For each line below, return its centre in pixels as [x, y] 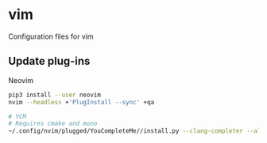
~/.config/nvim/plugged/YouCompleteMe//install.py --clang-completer [126, 131]
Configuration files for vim [51, 36]
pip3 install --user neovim [55, 95]
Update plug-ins [49, 61]
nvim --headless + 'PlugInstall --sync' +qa [81, 102]
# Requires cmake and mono [53, 124]
